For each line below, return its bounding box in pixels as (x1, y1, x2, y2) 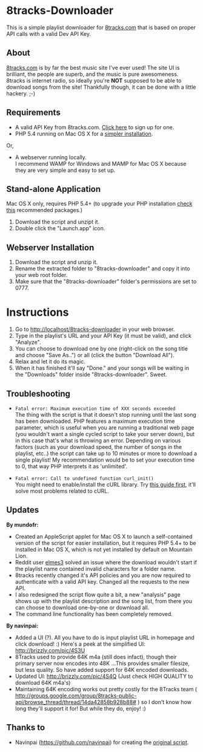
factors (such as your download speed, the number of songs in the (15, 443, 182, 450)
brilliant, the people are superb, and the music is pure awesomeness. (6, 70, 179, 78)
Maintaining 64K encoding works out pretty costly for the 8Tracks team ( (15, 685, 198, 692)
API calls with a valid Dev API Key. (6, 30, 91, 37)
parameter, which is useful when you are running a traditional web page (15, 423, 195, 431)
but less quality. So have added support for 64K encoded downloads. (15, 666, 189, 673)
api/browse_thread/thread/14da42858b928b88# (15, 698, 136, 705)
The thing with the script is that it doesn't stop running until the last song (15, 411, 197, 418)
